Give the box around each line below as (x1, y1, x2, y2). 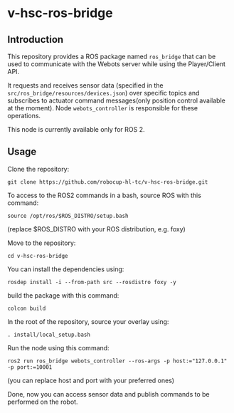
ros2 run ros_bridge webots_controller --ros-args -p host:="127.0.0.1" (7, 357, 228, 365)
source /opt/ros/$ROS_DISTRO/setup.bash (7, 212, 129, 219)
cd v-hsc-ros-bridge (7, 252, 69, 259)
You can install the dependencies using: (7, 265, 124, 273)
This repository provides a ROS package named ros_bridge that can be (7, 52, 216, 61)
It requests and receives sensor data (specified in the (7, 81, 164, 90)
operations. (7, 112, 41, 120)
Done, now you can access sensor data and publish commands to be (7, 390, 210, 398)
